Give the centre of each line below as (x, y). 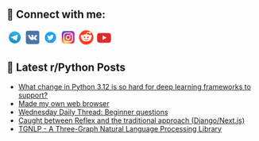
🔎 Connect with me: (56, 15)
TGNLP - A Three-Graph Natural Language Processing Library (120, 128)
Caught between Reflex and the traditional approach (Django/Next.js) (131, 120)
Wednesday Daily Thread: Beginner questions (93, 112)
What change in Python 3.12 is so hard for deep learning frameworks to (134, 86)
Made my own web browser (64, 103)
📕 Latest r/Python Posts (66, 68)
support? (33, 95)
